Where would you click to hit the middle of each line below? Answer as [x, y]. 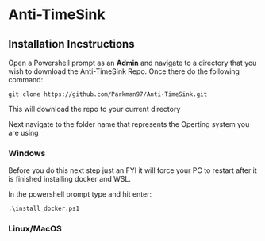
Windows [27, 153]
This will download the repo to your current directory [94, 109]
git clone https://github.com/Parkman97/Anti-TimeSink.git [108, 94]
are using [23, 133]
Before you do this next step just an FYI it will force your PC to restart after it [133, 170]
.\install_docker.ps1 [44, 209]
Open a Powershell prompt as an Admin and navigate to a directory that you [132, 63]
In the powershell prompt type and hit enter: [80, 194]
